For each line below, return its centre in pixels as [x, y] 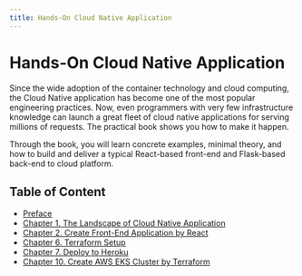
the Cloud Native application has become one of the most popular [132, 97]
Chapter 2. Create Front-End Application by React [115, 233]
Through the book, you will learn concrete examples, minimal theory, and [146, 144]
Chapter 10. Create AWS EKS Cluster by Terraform [116, 262]
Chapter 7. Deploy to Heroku [75, 252]
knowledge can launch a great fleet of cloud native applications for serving [150, 117]
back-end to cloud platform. [62, 163]
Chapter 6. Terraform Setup [74, 242]
